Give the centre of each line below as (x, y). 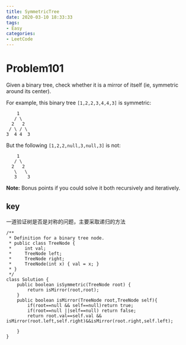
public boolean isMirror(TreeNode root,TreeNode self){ (87, 300)
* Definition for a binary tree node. (57, 238)
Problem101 (35, 68)
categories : (21, 34)
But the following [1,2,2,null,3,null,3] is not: (63, 145)
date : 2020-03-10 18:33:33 (39, 17)
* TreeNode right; (37, 258)
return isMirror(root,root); (63, 290)
